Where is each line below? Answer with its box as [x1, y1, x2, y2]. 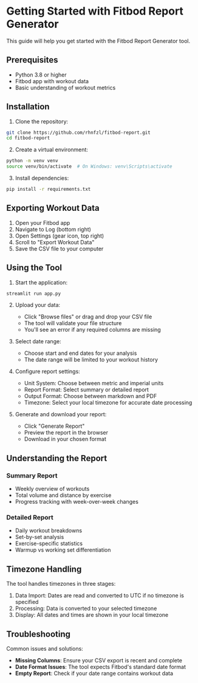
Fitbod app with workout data [15, 77, 89, 84]
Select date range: [15, 338, 62, 345]
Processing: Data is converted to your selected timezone [15, 605, 157, 612]
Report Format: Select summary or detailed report [24, 386, 149, 393]
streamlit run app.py [6, 290, 61, 297]
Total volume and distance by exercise [15, 492, 112, 499]
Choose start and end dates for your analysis [24, 349, 137, 357]
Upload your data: [15, 301, 61, 309]
